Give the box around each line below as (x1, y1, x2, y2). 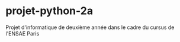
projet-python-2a (5, 4, 93, 18)
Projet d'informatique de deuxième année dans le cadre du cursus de (5, 24, 175, 31)
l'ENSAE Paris (5, 30, 40, 37)
